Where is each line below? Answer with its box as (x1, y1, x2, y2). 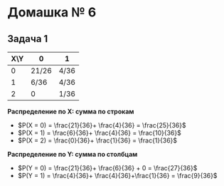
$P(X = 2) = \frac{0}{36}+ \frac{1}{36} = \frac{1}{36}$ (17, 136, 178, 145)
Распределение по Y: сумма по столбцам (7, 150, 138, 158)
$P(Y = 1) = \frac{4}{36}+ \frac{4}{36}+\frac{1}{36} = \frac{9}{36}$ (17, 172, 218, 180)
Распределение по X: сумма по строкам (7, 108, 134, 115)
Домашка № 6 (7, 4, 97, 21)
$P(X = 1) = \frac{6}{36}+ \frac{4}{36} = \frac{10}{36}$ (17, 129, 181, 137)
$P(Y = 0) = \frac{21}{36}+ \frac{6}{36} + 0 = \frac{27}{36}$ (17, 164, 198, 172)
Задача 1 (7, 33, 48, 45)
